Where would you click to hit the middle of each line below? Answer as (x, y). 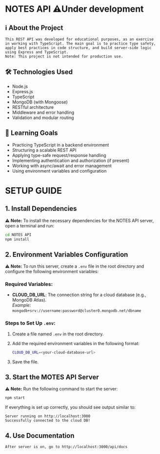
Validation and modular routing (43, 117)
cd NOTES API (18, 235)
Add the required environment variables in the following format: (76, 343)
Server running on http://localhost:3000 (48, 416)
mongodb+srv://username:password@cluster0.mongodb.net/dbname (77, 311)
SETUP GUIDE (33, 190)
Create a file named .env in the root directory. (58, 334)
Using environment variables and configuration (59, 171)
